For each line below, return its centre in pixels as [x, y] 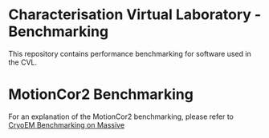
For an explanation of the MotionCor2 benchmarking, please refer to [121, 116]
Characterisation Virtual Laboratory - [135, 15]
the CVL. [23, 62]
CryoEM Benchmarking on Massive [67, 124]
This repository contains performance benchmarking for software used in [130, 53]
